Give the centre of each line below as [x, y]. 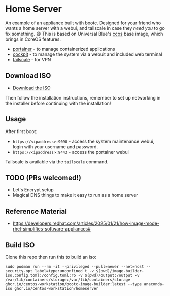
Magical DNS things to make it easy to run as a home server [75, 195]
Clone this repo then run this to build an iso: [51, 257]
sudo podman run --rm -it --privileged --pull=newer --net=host [75, 267]
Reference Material [36, 211]
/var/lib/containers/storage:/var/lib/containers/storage [68, 280]
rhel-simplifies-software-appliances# [52, 229]
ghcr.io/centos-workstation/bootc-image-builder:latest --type [74, 284]
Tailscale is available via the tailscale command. [57, 162]
